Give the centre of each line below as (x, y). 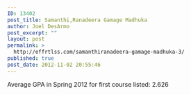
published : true (31, 59)
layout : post (26, 39)
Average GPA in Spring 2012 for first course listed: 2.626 (88, 84)
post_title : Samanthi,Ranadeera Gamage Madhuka (77, 20)
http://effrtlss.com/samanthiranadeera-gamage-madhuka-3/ (99, 52)
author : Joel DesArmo (39, 26)
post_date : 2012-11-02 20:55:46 (54, 65)
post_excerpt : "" (32, 33)
